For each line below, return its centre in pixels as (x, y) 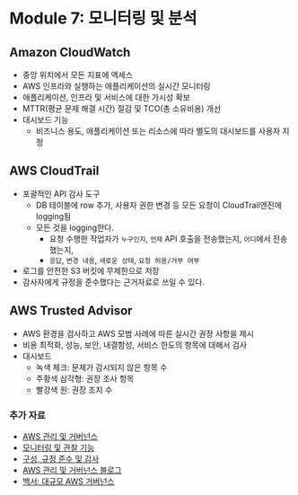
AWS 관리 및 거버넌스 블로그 (72, 470)
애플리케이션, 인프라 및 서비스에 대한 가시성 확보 (106, 97)
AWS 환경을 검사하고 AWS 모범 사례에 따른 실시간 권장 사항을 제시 (138, 333)
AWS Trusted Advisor (71, 311)
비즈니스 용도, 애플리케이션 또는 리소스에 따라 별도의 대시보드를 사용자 (158, 131)
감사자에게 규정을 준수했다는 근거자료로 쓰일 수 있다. (113, 282)
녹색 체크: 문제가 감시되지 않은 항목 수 (101, 367)
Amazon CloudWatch (70, 52)
